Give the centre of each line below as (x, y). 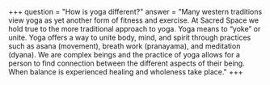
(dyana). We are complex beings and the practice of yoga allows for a (124, 55)
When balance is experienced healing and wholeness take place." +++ (126, 72)
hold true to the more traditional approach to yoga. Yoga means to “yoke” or (135, 29)
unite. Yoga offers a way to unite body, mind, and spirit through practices (130, 37)
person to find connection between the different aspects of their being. (127, 63)
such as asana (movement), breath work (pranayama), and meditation (124, 46)
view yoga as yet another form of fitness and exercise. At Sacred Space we (134, 20)
